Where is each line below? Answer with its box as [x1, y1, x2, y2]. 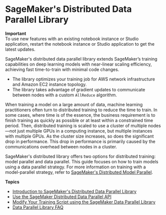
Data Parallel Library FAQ [12, 204, 63, 210]
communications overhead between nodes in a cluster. [5, 143, 117, 149]
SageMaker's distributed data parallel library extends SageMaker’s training [5, 56, 158, 62]
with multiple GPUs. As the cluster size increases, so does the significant [5, 133, 154, 139]
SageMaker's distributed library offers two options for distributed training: [5, 153, 156, 159]
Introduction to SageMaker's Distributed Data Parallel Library [12, 188, 137, 194]
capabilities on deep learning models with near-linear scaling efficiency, [5, 61, 152, 67]
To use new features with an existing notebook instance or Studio [5, 36, 139, 42]
